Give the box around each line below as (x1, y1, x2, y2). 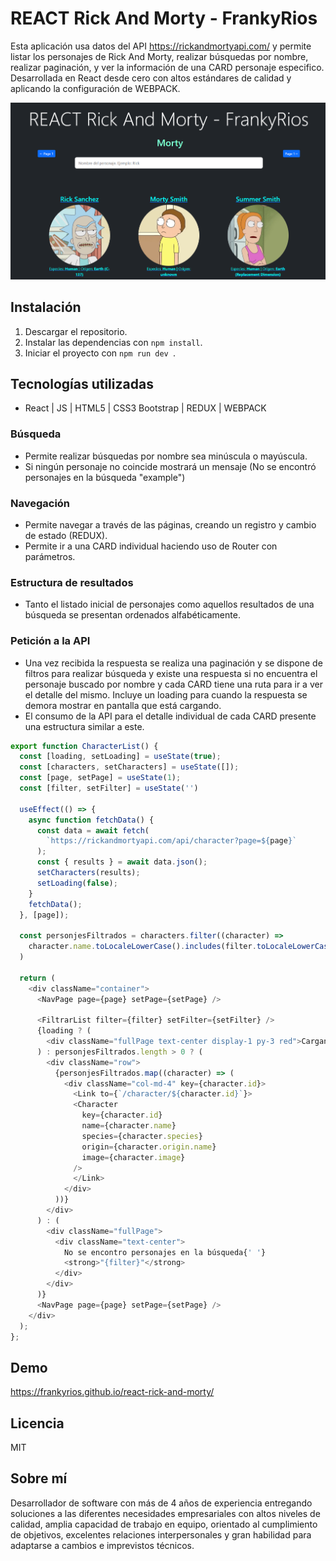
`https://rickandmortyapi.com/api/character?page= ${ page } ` (46, 836, 298, 846)
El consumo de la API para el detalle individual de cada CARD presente (24, 710, 317, 722)
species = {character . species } (81, 1131, 203, 1141)
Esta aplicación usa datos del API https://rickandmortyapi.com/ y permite (10, 40, 312, 52)
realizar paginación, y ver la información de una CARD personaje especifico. (10, 61, 325, 73)
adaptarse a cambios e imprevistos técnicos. (10, 1539, 195, 1551)
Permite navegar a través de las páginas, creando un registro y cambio (24, 518, 317, 531)
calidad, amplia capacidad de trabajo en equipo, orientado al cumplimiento (10, 1518, 318, 1530)
